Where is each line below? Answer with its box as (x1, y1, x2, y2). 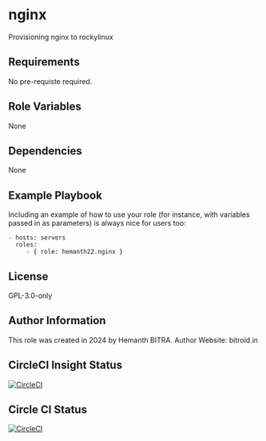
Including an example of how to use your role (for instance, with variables (8, 210, 250, 219)
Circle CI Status (8, 403, 88, 417)
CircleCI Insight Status (8, 359, 122, 372)
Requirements (8, 55, 80, 69)
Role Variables (8, 100, 81, 114)
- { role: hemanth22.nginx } (26, 248, 124, 256)
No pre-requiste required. (8, 76, 93, 86)
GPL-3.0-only (8, 291, 53, 300)
